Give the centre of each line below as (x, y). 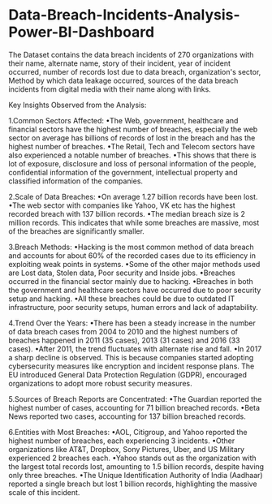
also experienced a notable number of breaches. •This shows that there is (133, 155)
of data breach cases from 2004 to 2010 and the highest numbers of (123, 331)
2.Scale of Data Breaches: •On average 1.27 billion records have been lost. (133, 196)
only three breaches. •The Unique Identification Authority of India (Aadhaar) (136, 475)
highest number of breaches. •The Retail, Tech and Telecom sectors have (132, 146)
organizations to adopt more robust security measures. (100, 383)
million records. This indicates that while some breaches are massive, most (134, 222)
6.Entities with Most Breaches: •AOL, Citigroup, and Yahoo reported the (128, 432)
